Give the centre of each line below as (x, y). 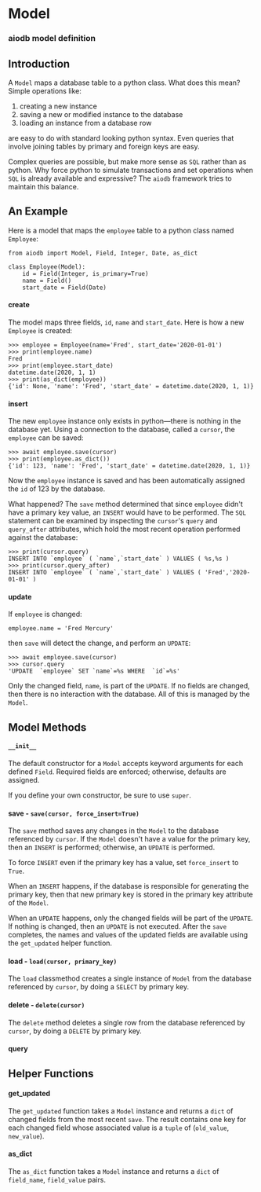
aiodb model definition (52, 39)
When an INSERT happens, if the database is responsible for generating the (129, 886)
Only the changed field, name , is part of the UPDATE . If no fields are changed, (129, 686)
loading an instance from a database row (85, 123)
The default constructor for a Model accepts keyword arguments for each (126, 763)
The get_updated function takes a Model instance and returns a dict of (121, 1111)
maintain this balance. (43, 186)
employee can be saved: (46, 438)
